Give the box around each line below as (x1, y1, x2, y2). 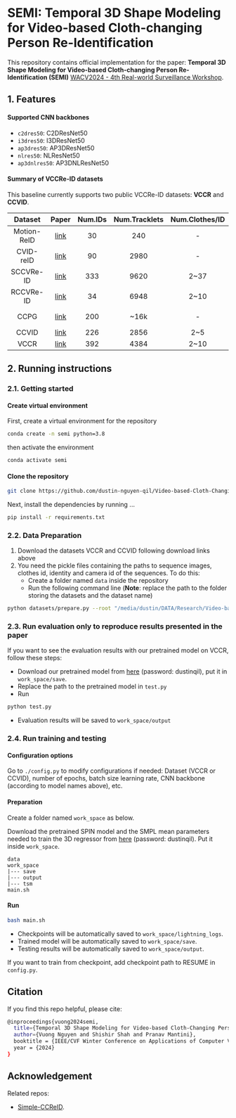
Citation (7, 986, 44, 998)
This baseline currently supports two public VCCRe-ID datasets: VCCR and (7, 190, 224, 198)
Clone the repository (7, 472, 69, 480)
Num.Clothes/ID (170, 214, 225, 224)
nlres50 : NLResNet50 (17, 151, 81, 160)
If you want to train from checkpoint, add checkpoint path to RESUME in (7, 958, 216, 966)
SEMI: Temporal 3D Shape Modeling (7, 5, 221, 21)
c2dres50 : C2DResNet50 (17, 129, 88, 137)
